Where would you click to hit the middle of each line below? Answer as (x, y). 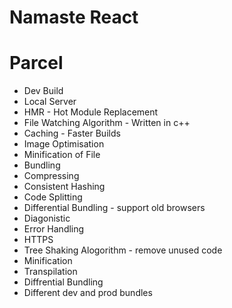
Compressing (51, 176)
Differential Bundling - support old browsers (114, 208)
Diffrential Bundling (63, 282)
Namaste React (74, 17)
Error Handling (54, 229)
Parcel (36, 63)
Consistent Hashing (64, 187)
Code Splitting (53, 197)
